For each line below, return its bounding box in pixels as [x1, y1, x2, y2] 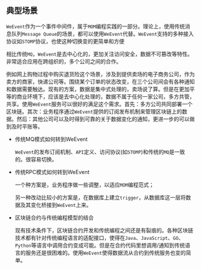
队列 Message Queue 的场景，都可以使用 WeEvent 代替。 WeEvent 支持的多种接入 [11, 30, 194, 37]
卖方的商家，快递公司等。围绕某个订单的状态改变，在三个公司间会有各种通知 [6, 78, 195, 85]
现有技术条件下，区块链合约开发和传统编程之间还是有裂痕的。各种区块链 [14, 227, 193, 234]
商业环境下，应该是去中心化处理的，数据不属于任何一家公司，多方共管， [16, 93, 195, 100]
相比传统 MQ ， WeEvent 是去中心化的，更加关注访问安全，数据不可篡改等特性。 [6, 50, 193, 57]
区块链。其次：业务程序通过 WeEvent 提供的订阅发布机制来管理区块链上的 [6, 108, 182, 115]
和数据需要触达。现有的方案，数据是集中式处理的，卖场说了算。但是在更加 [6, 85, 190, 93]
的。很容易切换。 [14, 155, 57, 163]
